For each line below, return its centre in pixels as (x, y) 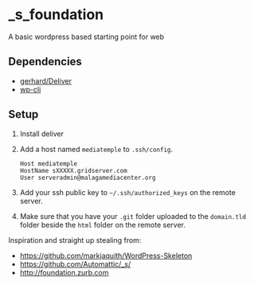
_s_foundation (56, 15)
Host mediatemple (49, 164)
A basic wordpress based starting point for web (86, 37)
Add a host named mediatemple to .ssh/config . (96, 149)
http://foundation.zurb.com (64, 272)
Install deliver (41, 134)
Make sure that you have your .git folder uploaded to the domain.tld (133, 216)
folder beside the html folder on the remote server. (102, 224)
